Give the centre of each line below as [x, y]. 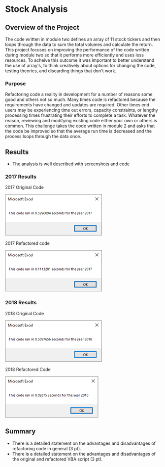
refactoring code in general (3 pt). [47, 448]
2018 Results [21, 303]
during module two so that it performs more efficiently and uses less [75, 55]
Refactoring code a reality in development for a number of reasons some [79, 94]
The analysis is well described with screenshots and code [71, 164]
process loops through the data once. [43, 137]
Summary [20, 431]
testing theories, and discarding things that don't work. [61, 71]
